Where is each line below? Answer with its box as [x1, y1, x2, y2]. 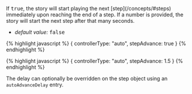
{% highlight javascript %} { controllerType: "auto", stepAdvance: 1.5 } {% [6, 58, 183, 64]
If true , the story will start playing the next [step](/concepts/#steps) [6, 5, 172, 12]
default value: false [14, 29, 66, 36]
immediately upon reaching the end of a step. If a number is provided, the [6, 11, 184, 18]
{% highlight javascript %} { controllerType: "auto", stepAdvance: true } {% [6, 40, 186, 47]
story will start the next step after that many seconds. [6, 18, 135, 24]
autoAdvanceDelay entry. [6, 81, 64, 88]
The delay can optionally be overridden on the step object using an [6, 75, 168, 82]
